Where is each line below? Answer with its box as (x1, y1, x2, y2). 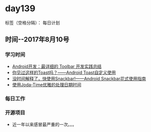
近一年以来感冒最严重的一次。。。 (12, 121, 77, 127)
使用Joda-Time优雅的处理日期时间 (12, 82, 82, 88)
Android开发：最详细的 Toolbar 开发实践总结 (12, 63, 102, 69)
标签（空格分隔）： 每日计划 (5, 20, 60, 25)
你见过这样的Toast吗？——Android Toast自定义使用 (12, 69, 116, 75)
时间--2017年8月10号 (5, 35, 69, 44)
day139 (5, 3, 36, 14)
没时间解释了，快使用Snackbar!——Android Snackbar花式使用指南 (12, 75, 146, 81)
